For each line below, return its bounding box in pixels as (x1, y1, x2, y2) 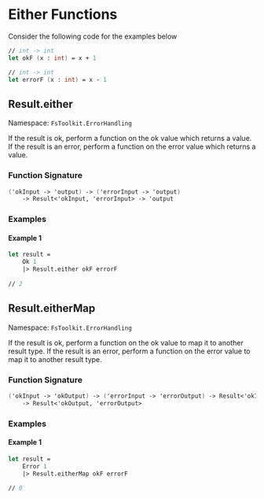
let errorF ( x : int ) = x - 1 (8, 76, 108, 83)
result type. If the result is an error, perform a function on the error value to (8, 346, 251, 356)
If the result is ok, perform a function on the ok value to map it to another (8, 338, 244, 347)
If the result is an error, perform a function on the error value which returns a (8, 142, 256, 151)
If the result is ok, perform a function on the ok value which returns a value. (8, 134, 252, 143)
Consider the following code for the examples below (8, 31, 178, 41)
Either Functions (8, 6, 118, 24)
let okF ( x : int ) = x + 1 (8, 54, 97, 62)
